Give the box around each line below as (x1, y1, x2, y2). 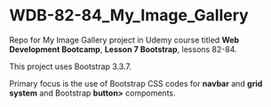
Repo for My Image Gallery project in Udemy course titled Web (9, 34, 240, 45)
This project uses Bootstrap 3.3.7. (9, 61, 132, 72)
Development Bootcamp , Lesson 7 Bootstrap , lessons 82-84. (9, 43, 237, 54)
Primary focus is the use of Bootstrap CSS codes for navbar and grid (9, 78, 263, 88)
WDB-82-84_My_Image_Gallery (9, 5, 249, 26)
